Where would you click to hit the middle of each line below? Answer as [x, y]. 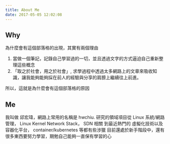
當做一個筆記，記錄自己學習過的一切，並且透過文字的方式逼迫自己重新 [86, 59]
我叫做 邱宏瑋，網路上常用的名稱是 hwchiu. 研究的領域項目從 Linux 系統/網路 [85, 117]
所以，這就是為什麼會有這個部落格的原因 [47, 88]
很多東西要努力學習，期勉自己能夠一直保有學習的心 [58, 136]
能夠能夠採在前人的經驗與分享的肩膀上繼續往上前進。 [86, 78]
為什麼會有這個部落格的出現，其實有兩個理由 [52, 48]
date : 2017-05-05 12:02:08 [34, 15]
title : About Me [22, 10]
